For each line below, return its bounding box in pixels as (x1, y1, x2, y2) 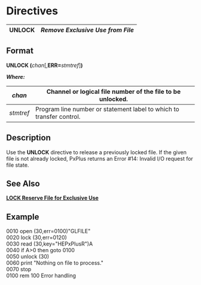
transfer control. (35, 112, 81, 121)
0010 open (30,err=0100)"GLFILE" (6, 228, 91, 235)
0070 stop (6, 266, 32, 273)
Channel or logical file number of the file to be (46, 87, 181, 96)
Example (6, 212, 39, 222)
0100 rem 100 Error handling (6, 272, 76, 279)
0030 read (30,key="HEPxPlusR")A (6, 240, 93, 247)
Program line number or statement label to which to (35, 105, 179, 113)
